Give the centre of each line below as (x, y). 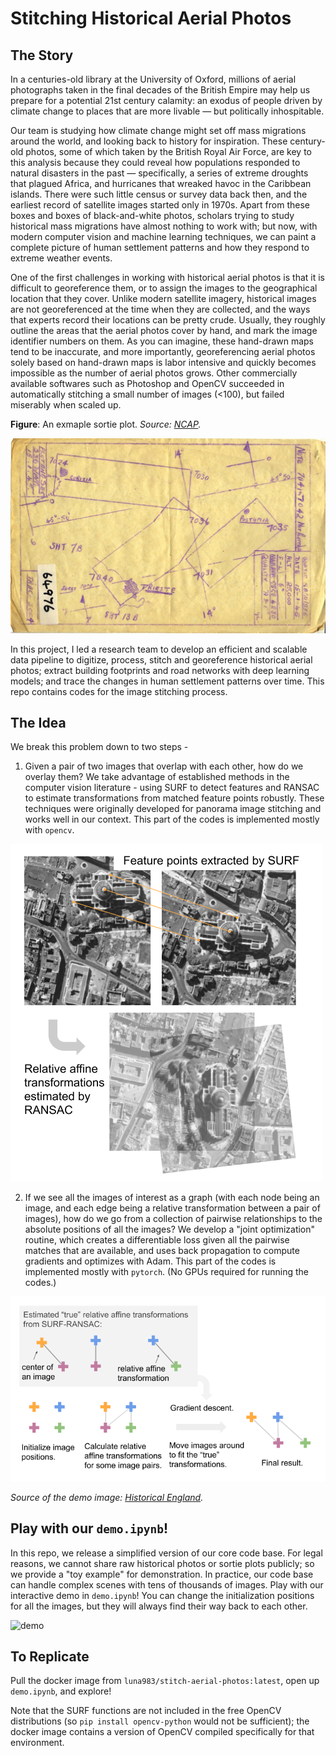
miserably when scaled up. (66, 405)
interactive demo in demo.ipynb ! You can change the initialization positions (162, 1595)
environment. (37, 1743)
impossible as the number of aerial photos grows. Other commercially (154, 373)
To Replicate (50, 1657)
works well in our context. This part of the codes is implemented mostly (172, 819)
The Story (42, 55)
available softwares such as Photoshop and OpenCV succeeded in (147, 383)
